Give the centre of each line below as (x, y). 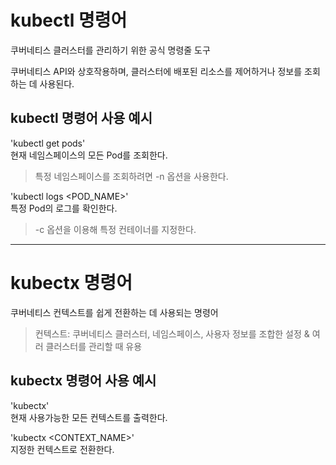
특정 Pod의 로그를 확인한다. (64, 208)
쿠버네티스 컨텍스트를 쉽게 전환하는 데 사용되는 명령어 (114, 312)
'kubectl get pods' (48, 143)
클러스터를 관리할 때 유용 (94, 346)
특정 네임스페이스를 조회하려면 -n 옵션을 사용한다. (131, 176)
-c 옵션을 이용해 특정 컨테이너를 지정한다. (115, 229)
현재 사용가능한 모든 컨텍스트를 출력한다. (89, 417)
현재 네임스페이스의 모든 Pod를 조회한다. (89, 155)
